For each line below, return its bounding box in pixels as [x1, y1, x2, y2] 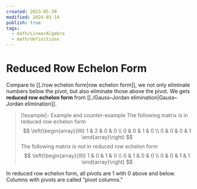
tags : [6, 25, 20, 31]
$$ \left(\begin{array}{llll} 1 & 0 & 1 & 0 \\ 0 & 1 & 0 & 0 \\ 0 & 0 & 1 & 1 [24, 152, 190, 159]
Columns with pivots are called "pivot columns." [6, 176, 123, 183]
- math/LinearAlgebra [11, 31, 65, 37]
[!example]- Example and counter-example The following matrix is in [20, 111, 188, 118]
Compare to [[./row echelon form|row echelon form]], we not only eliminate [6, 81, 190, 88]
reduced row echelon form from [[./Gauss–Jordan [6, 94, 129, 101]
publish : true [6, 20, 42, 25]
